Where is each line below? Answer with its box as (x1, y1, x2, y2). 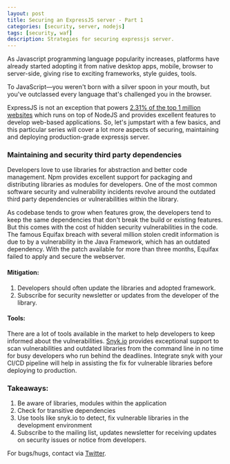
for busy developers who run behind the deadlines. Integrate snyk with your (7, 351, 223, 360)
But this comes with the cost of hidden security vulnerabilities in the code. (7, 223, 218, 231)
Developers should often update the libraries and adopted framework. (17, 284, 216, 292)
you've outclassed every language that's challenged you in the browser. (7, 90, 212, 99)
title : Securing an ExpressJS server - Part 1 (7, 17, 144, 23)
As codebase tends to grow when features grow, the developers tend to (7, 209, 211, 217)
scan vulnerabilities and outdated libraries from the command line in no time (7, 344, 224, 352)
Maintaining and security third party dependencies (7, 150, 182, 159)
